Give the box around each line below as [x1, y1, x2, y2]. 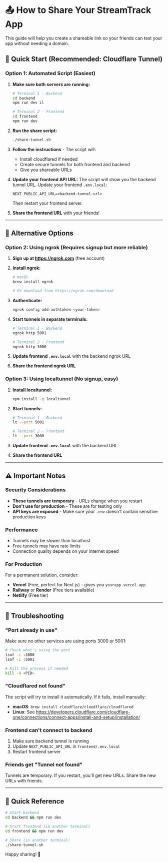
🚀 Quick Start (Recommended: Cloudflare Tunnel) [5, 55, 163, 64]
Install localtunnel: [12, 387, 52, 393]
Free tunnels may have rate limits [12, 543, 81, 549]
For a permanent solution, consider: [5, 572, 79, 578]
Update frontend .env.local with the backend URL [12, 443, 118, 449]
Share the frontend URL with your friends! [12, 210, 100, 216]
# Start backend [5, 810, 39, 815]
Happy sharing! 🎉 [5, 851, 41, 857]
